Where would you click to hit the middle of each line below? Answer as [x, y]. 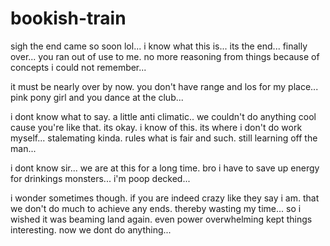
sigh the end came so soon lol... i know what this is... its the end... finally [159, 46]
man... [23, 148]
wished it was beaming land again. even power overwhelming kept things [161, 219]
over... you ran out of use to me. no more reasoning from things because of [165, 56]
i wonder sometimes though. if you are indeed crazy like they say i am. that [165, 198]
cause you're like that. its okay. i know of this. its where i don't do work [156, 127]
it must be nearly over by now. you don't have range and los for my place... [164, 86]
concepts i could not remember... [78, 67]
